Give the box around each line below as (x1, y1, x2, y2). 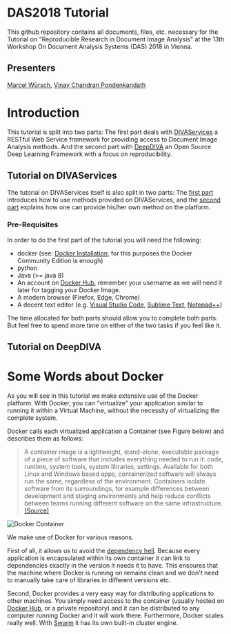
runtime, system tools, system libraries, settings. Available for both (23, 463, 214, 471)
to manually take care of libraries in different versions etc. (7, 576, 171, 584)
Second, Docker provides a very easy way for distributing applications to (7, 589, 214, 598)
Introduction (7, 105, 80, 120)
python (17, 264, 38, 272)
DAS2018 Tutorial (7, 5, 109, 21)
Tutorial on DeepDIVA (7, 341, 102, 353)
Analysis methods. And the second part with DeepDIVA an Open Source (7, 142, 212, 151)
